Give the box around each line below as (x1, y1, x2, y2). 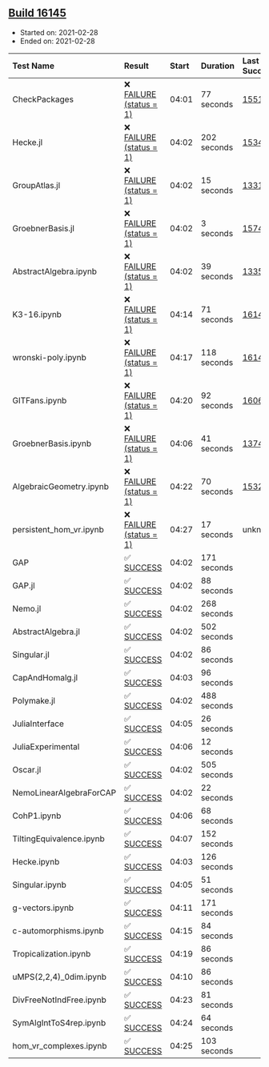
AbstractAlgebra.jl (12, 626, 80, 637)
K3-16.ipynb (12, 308, 62, 319)
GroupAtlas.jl (12, 179, 61, 191)
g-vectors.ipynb (12, 902, 74, 913)
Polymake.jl (12, 695, 56, 706)
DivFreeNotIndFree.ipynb (12, 994, 106, 1005)
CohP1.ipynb (12, 810, 62, 821)
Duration (200, 60, 235, 71)
